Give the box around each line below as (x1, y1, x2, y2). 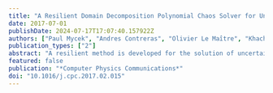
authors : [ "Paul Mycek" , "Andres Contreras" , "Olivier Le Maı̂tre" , (8, 34, 242, 43)
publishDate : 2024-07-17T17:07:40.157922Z (8, 27, 154, 35)
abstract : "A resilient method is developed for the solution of (8, 49, 234, 57)
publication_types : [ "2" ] (8, 42, 96, 50)
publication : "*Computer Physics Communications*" (8, 65, 184, 73)
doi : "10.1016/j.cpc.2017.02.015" (8, 72, 126, 80)
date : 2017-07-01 (8, 19, 67, 27)
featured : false (8, 57, 63, 66)
